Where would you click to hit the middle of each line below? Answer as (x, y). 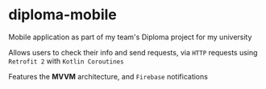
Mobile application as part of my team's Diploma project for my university (130, 37)
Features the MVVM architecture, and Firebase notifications (108, 76)
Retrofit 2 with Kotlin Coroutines (66, 61)
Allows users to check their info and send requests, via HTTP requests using (133, 52)
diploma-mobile (62, 15)
